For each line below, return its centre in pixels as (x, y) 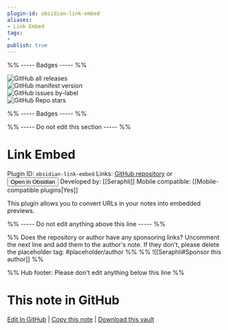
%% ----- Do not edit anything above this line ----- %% (86, 223)
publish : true (28, 45)
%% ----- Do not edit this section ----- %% (69, 127)
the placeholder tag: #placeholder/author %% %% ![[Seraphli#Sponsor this (114, 252)
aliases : (20, 20)
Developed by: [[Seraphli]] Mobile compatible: (125, 181)
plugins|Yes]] (59, 190)
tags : (15, 33)
